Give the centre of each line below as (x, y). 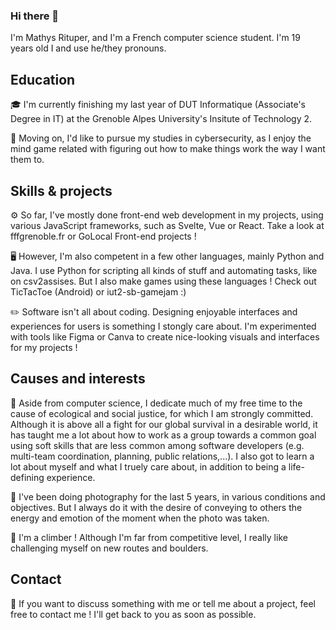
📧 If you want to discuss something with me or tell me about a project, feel (163, 603)
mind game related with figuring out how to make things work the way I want (168, 149)
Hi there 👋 (35, 16)
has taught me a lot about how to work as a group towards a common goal (163, 435)
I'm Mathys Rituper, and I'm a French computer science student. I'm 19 (155, 38)
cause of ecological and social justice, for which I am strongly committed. (162, 413)
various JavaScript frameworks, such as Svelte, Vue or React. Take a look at (167, 225)
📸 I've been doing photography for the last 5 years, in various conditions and (168, 496)
